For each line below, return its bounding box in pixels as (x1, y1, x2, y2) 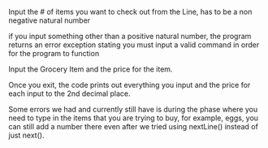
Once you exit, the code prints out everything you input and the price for (8, 81, 251, 89)
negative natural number (8, 15, 91, 25)
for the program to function (8, 49, 100, 58)
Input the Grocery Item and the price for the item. (8, 64, 173, 74)
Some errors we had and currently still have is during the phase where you (8, 105, 258, 114)
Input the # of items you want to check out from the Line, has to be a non (8, 7, 253, 16)
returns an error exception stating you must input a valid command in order (8, 40, 260, 50)
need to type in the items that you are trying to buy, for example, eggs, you (8, 113, 258, 123)
